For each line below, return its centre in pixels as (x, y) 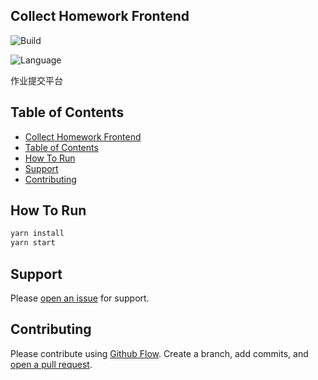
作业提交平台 (36, 80)
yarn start (33, 243)
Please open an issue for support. (80, 298)
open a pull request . (51, 364)
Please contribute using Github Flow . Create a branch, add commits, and (159, 353)
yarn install (37, 234)
